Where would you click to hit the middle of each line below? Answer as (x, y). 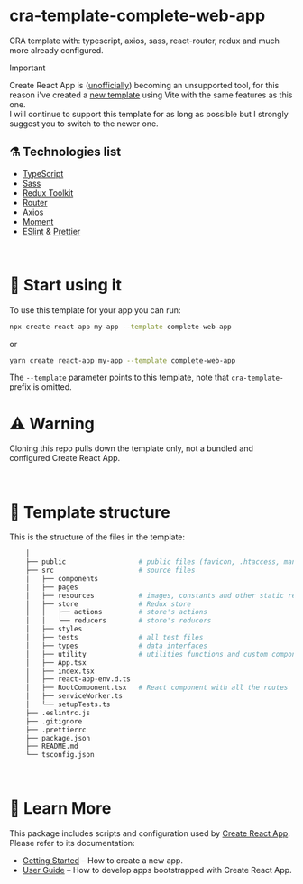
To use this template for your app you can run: (95, 310)
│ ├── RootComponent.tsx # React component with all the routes (157, 688)
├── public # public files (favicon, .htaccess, (153, 562)
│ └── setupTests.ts (68, 704)
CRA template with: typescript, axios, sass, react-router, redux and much (144, 41)
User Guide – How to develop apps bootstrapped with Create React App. (157, 870)
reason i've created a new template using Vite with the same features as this (151, 95)
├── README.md (52, 746)
